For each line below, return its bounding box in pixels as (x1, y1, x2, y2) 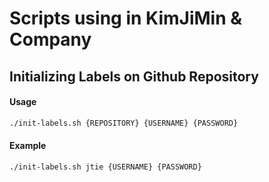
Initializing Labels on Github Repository (9, 68, 259, 85)
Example (9, 140, 47, 152)
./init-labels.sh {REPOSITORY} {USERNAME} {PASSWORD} (9, 118, 239, 128)
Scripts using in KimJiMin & (9, 7, 243, 30)
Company (9, 28, 92, 51)
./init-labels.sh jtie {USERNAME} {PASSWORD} (9, 162, 202, 172)
